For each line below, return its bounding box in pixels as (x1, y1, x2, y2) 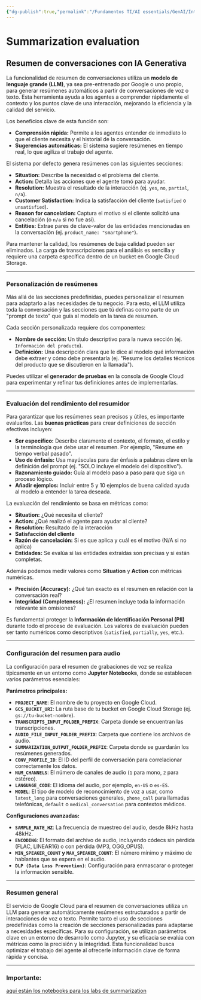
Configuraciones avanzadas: (6, 812, 80, 819)
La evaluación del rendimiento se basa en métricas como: (6, 500, 148, 507)
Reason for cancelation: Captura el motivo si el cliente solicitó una (14, 209, 180, 217)
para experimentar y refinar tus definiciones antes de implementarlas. (6, 379, 178, 386)
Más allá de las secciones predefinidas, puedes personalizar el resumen (6, 293, 184, 300)
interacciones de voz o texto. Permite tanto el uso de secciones (6, 914, 163, 922)
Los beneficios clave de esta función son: (6, 117, 109, 124)
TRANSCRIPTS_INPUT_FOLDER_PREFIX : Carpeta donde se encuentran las (14, 718, 184, 725)
